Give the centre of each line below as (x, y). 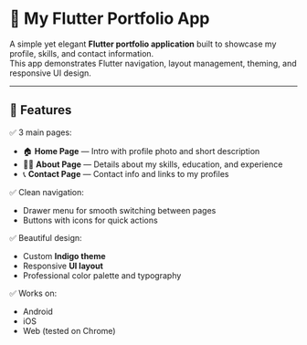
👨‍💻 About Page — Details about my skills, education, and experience (153, 164)
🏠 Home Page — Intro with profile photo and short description (141, 151)
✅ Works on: (33, 293)
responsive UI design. (50, 73)
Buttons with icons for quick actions (90, 220)
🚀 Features (41, 110)
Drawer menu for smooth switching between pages (119, 210)
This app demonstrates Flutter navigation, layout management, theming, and (153, 63)
